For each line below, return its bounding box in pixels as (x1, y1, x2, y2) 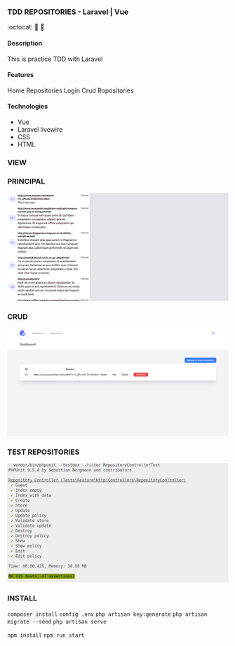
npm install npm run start (7, 631, 85, 639)
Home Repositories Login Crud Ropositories (7, 86, 134, 95)
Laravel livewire (17, 125, 63, 133)
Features (7, 71, 34, 79)
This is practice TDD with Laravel (7, 55, 103, 63)
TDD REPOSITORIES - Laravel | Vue (7, 7, 129, 17)
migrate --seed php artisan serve (7, 618, 107, 625)
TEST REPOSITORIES (7, 447, 80, 457)
